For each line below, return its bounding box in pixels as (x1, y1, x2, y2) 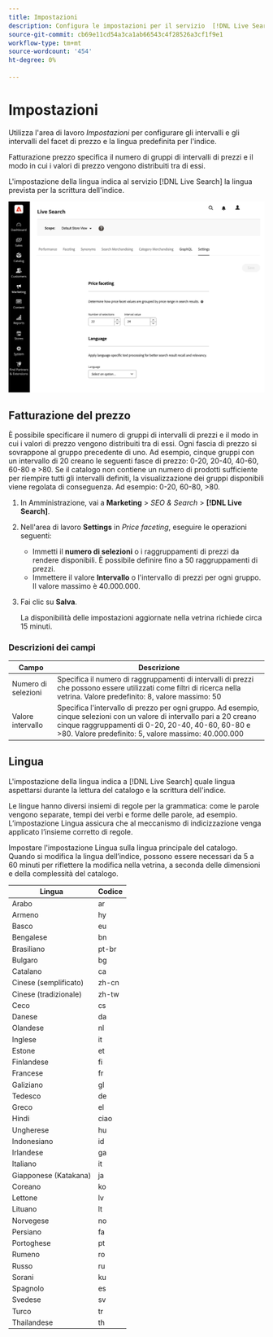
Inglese (11, 1034, 37, 1044)
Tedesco (11, 1091, 41, 1101)
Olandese (11, 1023, 45, 1033)
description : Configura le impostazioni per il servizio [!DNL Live (8, 21, 249, 30)
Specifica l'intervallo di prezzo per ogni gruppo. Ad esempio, (56, 703, 260, 712)
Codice (97, 887, 123, 896)
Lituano (11, 1204, 37, 1214)
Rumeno (11, 1250, 41, 1260)
